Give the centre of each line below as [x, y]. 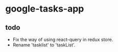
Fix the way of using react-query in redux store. [63, 39]
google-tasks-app [45, 9]
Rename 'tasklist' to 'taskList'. [44, 45]
